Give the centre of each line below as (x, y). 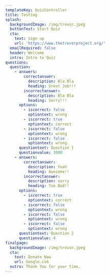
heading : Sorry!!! (47, 100)
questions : (17, 62)
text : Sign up (29, 39)
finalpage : (17, 243)
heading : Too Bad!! (49, 186)
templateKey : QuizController (36, 10)
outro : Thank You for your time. (45, 267)
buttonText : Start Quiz (35, 29)
